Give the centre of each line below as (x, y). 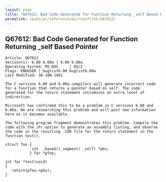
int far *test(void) (26, 162)
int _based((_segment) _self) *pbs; (70, 149)
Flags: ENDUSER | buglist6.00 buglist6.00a (51, 71)
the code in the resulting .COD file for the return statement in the (79, 132)
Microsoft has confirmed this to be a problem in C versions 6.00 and (79, 106)
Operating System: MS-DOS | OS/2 (44, 67)
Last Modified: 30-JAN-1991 (34, 75)
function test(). (23, 136)
